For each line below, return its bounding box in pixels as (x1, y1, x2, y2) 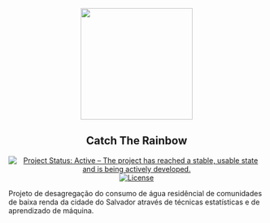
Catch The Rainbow (85, 134, 188, 148)
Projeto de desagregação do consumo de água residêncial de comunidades (8, 188, 263, 198)
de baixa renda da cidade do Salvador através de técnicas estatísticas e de (8, 197, 260, 207)
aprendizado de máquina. (8, 205, 94, 215)
